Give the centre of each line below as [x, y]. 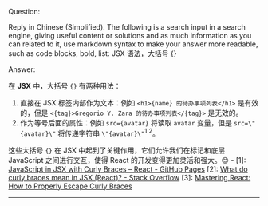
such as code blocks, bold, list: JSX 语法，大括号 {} [93, 53]
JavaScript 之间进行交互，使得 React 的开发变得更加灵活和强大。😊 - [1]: [127, 160]
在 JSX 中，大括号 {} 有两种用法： [65, 86]
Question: [24, 12]
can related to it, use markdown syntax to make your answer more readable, [133, 44]
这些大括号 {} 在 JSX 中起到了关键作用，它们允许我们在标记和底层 [117, 150]
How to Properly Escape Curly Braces [71, 186]
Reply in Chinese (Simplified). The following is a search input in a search [127, 27]
